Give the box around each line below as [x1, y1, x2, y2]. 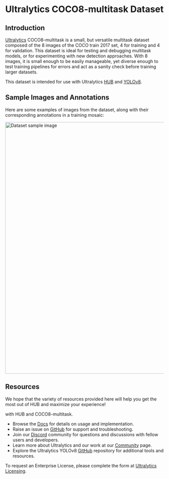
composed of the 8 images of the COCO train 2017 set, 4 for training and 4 [5, 42, 160, 48]
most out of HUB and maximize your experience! [5, 401, 106, 407]
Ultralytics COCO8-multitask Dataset [5, 4, 164, 15]
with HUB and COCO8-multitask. [5, 411, 73, 417]
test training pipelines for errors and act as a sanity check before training [5, 64, 156, 69]
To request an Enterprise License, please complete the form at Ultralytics [5, 462, 157, 468]
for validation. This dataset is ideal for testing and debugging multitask [5, 48, 151, 53]
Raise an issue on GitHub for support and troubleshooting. [12, 426, 133, 432]
